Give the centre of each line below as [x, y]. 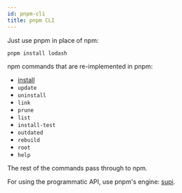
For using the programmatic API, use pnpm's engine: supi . [91, 182]
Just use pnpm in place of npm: [53, 40]
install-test [37, 126]
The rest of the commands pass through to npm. [77, 168]
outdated [30, 133]
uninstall [32, 95]
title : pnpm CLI [31, 20]
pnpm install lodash [38, 53]
